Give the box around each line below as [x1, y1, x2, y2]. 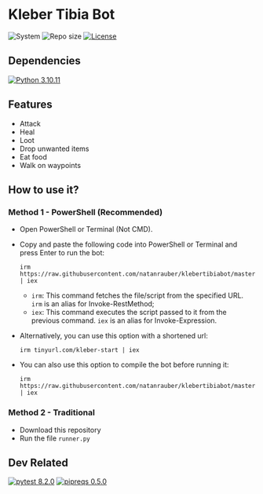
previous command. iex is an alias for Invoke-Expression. [31, 316, 217, 325]
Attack [19, 119, 41, 128]
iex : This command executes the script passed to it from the [31, 308, 227, 317]
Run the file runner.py [19, 434, 90, 443]
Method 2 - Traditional [8, 407, 96, 418]
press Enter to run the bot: [19, 248, 104, 258]
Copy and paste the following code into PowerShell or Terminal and [19, 240, 238, 249]
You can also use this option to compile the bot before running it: [19, 360, 229, 370]
